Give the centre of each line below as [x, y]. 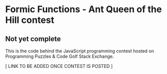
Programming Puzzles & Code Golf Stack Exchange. [60, 56]
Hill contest [30, 20]
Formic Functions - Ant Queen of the [84, 9]
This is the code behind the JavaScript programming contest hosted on [80, 51]
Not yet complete [33, 39]
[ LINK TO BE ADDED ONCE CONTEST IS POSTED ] [59, 66]
